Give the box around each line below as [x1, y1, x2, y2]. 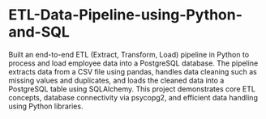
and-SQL [8, 23, 71, 41]
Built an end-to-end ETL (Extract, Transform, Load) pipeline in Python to [8, 49, 250, 59]
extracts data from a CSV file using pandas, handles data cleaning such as [8, 66, 257, 76]
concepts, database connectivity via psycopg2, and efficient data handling [8, 92, 258, 102]
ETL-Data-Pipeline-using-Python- [8, 6, 243, 24]
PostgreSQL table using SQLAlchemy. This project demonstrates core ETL [8, 83, 255, 94]
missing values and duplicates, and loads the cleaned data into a [8, 75, 225, 85]
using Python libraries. [8, 101, 84, 111]
